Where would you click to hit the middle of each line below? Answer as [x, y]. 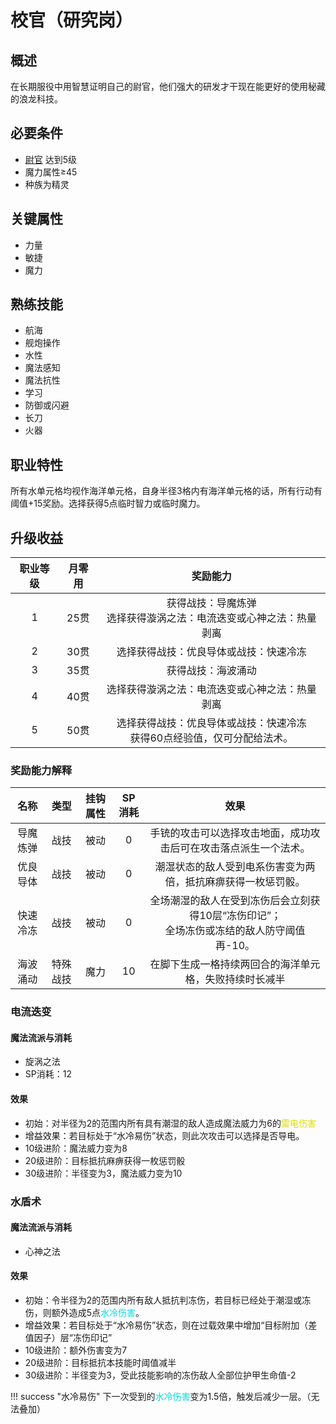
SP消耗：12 [48, 1074]
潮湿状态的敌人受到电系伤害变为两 [235, 867]
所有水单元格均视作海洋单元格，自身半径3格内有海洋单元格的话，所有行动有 [166, 491]
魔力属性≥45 [51, 172]
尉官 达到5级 [51, 159]
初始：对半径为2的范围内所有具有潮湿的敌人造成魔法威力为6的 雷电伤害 [170, 1123]
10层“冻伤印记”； [240, 916]
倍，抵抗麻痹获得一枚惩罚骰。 [235, 882]
